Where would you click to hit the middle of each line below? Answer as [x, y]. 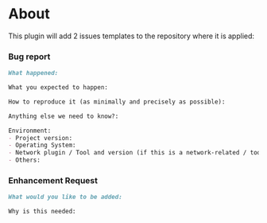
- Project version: [41, 138]
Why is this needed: [43, 212]
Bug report [29, 57]
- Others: [25, 160]
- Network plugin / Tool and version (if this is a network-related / [128, 153]
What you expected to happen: [58, 88]
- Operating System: [43, 145]
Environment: [30, 131]
